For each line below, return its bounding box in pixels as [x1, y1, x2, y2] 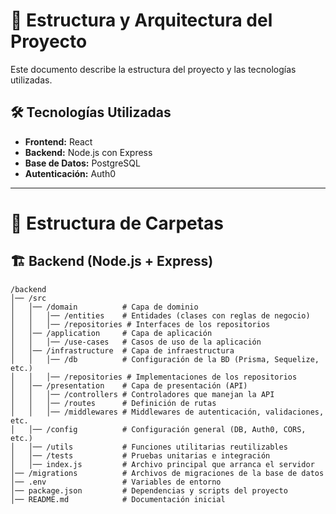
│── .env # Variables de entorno [10, 477, 222, 487]
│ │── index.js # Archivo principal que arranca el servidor [10, 459, 315, 469]
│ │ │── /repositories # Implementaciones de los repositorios [10, 372, 298, 382]
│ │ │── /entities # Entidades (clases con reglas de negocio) [10, 310, 311, 321]
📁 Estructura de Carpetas [10, 212, 225, 234]
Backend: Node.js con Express [24, 146, 153, 158]
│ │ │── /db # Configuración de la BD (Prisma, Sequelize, [10, 354, 320, 364]
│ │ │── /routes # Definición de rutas [10, 398, 217, 408]
